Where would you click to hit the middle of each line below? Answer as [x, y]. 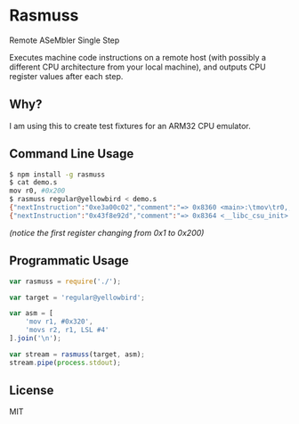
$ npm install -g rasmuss [57, 175]
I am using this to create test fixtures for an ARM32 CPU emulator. [130, 126]
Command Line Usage [72, 154]
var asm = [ [31, 314]
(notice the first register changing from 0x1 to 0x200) [107, 232]
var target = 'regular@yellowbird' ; [77, 298]
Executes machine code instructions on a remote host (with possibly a [138, 57]
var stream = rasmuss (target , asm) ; [77, 354]
